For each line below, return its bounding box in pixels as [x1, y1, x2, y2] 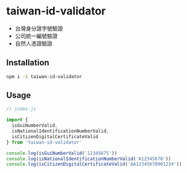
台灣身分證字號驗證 [14, 25, 63, 32]
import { [6, 117, 28, 123]
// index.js [6, 106, 36, 112]
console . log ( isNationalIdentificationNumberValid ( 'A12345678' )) [6, 156, 171, 162]
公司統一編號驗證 [14, 32, 58, 40]
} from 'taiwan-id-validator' [6, 139, 83, 145]
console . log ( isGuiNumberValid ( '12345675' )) [6, 150, 118, 156]
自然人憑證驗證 [14, 40, 52, 47]
